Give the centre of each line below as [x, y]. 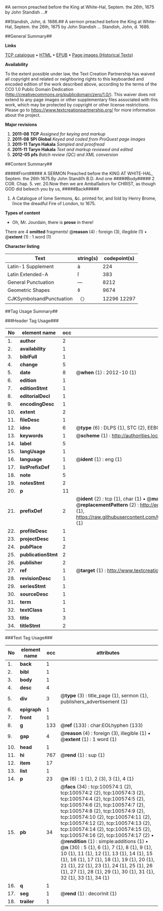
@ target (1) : [91, 570]
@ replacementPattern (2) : [107, 505]
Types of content [23, 213]
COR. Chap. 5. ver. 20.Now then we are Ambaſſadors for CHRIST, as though [81, 184]
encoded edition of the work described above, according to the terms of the [81, 84]
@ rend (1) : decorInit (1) [89, 894]
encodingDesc [37, 404]
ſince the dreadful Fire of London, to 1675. [54, 203]
